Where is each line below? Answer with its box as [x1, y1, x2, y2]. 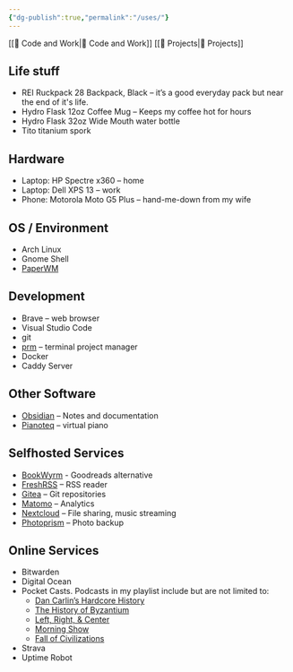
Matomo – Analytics [21, 498, 95, 509]
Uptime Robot [21, 652, 73, 663]
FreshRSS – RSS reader [21, 478, 108, 489]
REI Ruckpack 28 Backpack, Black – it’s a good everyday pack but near [21, 87, 284, 99]
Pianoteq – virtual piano [21, 419, 109, 430]
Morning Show [34, 624, 90, 634]
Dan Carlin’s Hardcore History [34, 595, 145, 606]
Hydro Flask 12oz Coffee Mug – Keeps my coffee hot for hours [21, 107, 252, 117]
